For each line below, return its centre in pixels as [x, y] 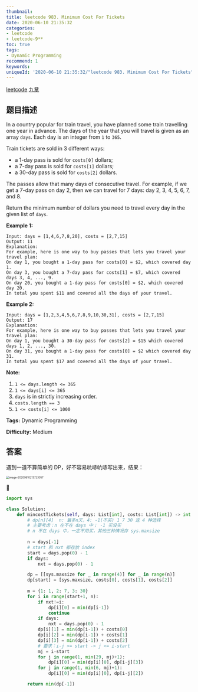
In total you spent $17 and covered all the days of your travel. [89, 362]
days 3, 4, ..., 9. [30, 278]
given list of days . [27, 214]
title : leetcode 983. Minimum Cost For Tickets [66, 17]
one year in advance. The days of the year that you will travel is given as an [98, 131]
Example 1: [20, 226]
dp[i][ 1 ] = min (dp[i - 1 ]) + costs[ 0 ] [82, 629]
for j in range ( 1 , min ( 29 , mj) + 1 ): [81, 657]
